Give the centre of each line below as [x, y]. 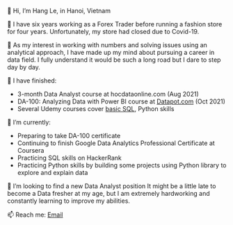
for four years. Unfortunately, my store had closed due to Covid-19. [103, 32]
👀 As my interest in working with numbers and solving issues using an [107, 45]
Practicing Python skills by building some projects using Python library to [122, 165]
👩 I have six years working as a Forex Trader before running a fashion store [115, 24]
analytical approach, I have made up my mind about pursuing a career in [111, 52]
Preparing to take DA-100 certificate [69, 136]
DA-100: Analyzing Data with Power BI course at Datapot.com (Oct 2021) [121, 101]
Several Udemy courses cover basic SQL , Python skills [96, 109]
